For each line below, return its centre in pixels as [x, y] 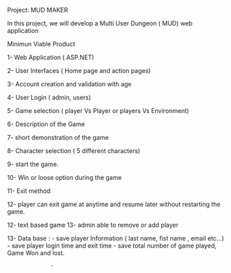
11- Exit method [29, 191]
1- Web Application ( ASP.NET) [51, 57]
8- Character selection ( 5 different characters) [74, 151]
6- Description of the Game [46, 124]
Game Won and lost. [36, 253]
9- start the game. [33, 164]
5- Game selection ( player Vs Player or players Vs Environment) [98, 111]
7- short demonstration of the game [58, 138]
